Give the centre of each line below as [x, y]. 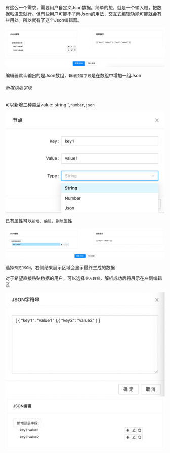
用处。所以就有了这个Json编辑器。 [46, 20]
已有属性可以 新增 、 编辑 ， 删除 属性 [39, 221]
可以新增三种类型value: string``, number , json [50, 104]
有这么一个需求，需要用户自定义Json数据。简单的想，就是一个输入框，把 [81, 7]
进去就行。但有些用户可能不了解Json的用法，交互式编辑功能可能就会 [86, 14]
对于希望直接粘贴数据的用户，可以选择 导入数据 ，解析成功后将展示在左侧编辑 [84, 278]
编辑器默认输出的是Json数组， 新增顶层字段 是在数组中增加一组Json [73, 75]
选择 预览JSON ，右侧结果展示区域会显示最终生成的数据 [60, 267]
